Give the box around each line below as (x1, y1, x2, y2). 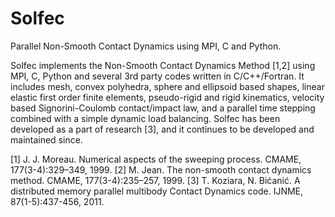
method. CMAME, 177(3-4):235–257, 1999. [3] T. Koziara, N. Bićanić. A (10, 174, 301, 186)
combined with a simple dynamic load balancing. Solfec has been (10, 112, 281, 124)
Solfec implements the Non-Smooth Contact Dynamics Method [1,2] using (10, 59, 316, 71)
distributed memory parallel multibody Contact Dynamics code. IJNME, (10, 185, 304, 197)
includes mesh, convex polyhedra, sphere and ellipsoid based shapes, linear (10, 80, 325, 92)
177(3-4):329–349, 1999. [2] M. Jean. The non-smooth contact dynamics (10, 163, 312, 176)
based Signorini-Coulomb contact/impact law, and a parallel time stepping (10, 102, 316, 114)
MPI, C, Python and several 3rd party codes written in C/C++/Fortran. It (10, 70, 305, 82)
